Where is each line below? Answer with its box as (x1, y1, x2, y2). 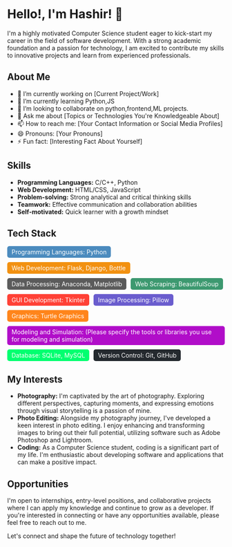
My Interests (7, 373, 63, 385)
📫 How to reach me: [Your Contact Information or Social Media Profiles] (17, 119, 223, 127)
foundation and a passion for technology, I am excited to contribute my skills (7, 44, 224, 52)
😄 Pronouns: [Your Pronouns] (17, 129, 103, 138)
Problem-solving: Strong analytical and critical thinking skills (17, 193, 192, 201)
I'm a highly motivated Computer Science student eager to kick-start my (7, 29, 213, 37)
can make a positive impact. (17, 458, 97, 466)
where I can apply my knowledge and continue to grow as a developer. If (7, 504, 214, 512)
